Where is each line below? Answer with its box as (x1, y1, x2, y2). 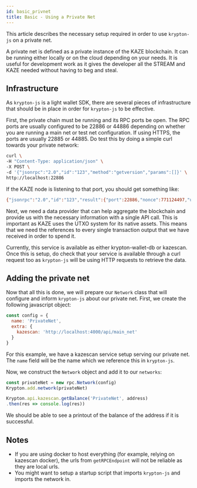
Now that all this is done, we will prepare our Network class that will (6, 289, 167, 296)
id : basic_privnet (6, 8, 51, 15)
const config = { (6, 312, 49, 319)
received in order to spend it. (6, 233, 76, 240)
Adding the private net (6, 273, 90, 283)
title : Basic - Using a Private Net (6, 14, 96, 20)
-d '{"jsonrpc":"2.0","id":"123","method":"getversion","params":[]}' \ (6, 169, 188, 175)
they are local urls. (14, 463, 60, 470)
